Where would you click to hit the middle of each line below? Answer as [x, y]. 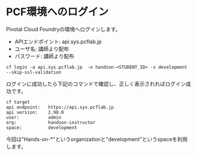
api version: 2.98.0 [35, 112]
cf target [18, 102]
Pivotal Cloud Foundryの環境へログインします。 [64, 29]
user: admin [34, 117]
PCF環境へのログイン [57, 12]
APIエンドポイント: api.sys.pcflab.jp [58, 41]
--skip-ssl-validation [34, 72]
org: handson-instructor [51, 122]
